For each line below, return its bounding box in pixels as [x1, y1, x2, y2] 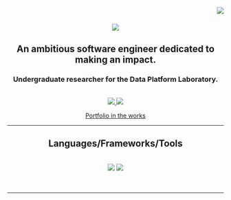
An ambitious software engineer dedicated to [16, 43, 215, 54]
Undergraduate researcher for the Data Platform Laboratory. [12, 74, 219, 84]
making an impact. [74, 54, 157, 65]
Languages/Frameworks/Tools [47, 137, 184, 150]
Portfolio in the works [85, 111, 146, 120]
